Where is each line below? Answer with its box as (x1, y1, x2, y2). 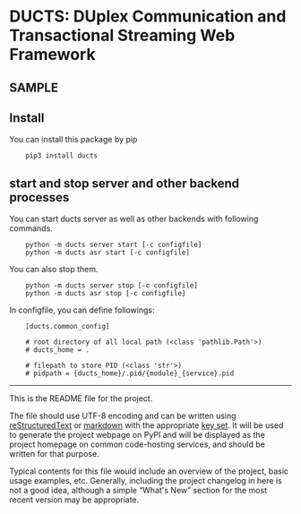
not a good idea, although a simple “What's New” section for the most (9, 485, 267, 496)
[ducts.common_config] (25, 322, 110, 331)
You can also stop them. (9, 264, 99, 275)
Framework (9, 45, 96, 64)
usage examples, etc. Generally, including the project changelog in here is (9, 475, 282, 486)
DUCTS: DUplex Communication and (9, 6, 287, 27)
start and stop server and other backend (9, 176, 240, 191)
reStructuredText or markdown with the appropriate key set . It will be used (9, 420, 284, 431)
